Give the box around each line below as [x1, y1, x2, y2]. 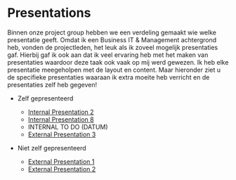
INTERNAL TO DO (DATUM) [27, 122, 108, 131]
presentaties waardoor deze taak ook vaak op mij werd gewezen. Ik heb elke [7, 58, 229, 66]
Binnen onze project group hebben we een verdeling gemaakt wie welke [7, 28, 216, 37]
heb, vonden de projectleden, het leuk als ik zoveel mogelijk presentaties [7, 43, 218, 51]
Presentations [7, 5, 91, 21]
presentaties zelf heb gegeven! [7, 80, 97, 89]
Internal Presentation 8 [27, 115, 94, 124]
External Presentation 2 [27, 165, 96, 173]
